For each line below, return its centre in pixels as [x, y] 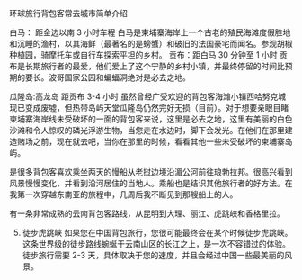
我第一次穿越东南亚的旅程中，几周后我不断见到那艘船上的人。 [124, 194]
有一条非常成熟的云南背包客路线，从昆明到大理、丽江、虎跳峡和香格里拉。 [147, 213]
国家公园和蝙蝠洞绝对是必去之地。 [127, 77]
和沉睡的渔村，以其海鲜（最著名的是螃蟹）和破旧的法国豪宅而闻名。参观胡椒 [151, 44]
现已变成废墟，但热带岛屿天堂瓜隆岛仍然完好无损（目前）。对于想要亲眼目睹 [149, 108]
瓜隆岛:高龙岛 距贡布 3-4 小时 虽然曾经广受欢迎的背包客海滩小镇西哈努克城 [147, 96]
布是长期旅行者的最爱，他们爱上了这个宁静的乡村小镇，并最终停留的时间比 [147, 66]
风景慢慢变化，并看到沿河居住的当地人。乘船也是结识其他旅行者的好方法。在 [151, 183]
